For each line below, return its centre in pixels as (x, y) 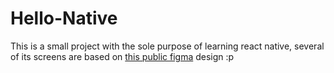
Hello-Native (64, 18)
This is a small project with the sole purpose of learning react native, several (167, 46)
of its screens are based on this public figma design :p (122, 56)
